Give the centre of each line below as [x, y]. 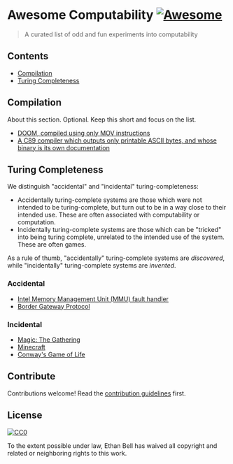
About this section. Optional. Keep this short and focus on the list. [102, 119]
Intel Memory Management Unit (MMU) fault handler [93, 299]
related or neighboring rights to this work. [67, 453]
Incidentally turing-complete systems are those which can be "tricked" [119, 230]
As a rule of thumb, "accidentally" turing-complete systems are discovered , [116, 258]
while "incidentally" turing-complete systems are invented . [92, 266]
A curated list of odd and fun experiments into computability [111, 34]
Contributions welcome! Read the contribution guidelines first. [97, 393]
